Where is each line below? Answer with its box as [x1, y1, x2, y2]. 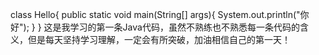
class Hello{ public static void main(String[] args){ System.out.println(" [10, 9, 301, 20]
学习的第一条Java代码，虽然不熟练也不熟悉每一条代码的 [69, 21, 300, 33]
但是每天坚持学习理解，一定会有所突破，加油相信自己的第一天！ [27, 34, 291, 45]
